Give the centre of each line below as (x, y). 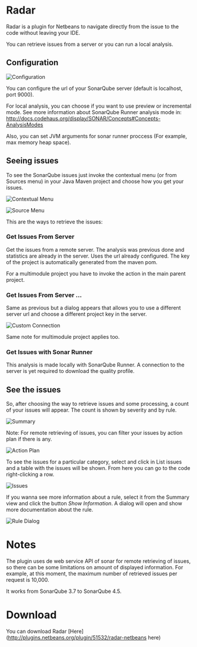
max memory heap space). (39, 142)
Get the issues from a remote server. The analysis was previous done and (95, 249)
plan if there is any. (29, 439)
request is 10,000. (28, 580)
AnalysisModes (25, 125)
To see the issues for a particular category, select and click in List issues (94, 462)
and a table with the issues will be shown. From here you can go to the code (98, 468)
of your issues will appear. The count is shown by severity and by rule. (91, 410)
